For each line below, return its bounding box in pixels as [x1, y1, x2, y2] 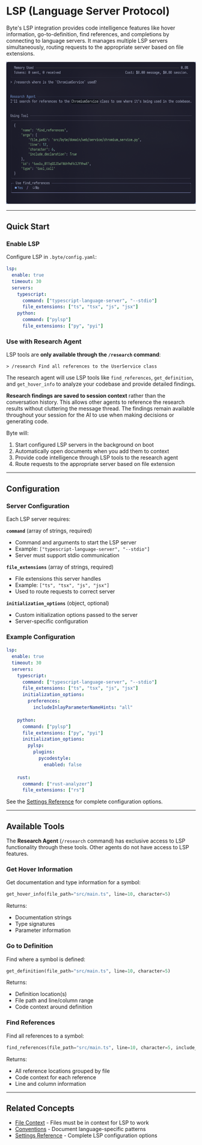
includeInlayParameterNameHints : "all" [32, 704, 133, 710]
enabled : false [44, 762, 82, 768]
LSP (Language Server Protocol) [6, 4, 170, 18]
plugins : [32, 749, 55, 755]
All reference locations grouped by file [14, 1067, 110, 1074]
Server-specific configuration [14, 617, 88, 625]
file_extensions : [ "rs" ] [22, 787, 85, 793]
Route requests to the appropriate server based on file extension [14, 461, 176, 468]
